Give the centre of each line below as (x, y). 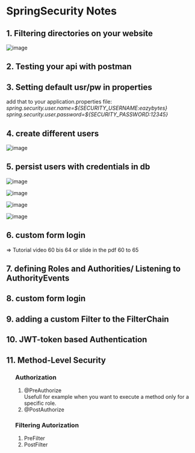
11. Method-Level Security (56, 360)
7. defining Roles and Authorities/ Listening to (94, 269)
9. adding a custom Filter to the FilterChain (88, 319)
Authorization (36, 377)
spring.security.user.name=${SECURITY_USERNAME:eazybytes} (87, 108)
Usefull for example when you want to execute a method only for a (107, 396)
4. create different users (53, 133)
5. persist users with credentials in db (78, 167)
